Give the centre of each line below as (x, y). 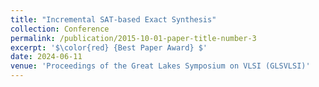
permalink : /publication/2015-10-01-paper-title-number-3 (133, 38)
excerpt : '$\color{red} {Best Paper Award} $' (109, 47)
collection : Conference (60, 29)
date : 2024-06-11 (46, 57)
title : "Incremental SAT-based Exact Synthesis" (113, 19)
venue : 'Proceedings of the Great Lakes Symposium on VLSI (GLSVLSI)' (160, 66)
